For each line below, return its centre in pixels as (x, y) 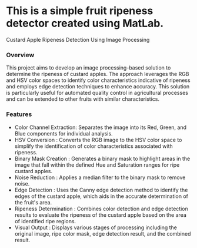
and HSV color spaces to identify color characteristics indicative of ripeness (98, 80)
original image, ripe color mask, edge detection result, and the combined (103, 233)
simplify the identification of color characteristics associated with (94, 146)
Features (19, 114)
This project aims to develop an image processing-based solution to (89, 68)
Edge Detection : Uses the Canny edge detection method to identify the (101, 190)
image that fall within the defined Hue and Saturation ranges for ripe (97, 165)
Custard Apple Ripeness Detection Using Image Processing (78, 39)
